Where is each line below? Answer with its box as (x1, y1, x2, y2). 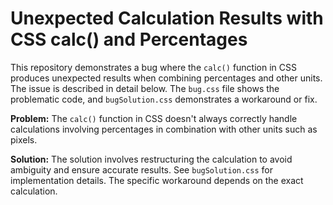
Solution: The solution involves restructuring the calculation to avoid (10, 153, 293, 165)
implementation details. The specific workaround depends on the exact (10, 174, 304, 186)
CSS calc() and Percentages (10, 28, 248, 51)
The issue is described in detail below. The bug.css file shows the (10, 82, 280, 94)
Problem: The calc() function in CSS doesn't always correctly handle (10, 112, 298, 124)
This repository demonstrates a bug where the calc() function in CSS (10, 61, 297, 73)
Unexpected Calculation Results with (10, 7, 324, 30)
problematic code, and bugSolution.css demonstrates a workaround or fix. (10, 93, 318, 105)
